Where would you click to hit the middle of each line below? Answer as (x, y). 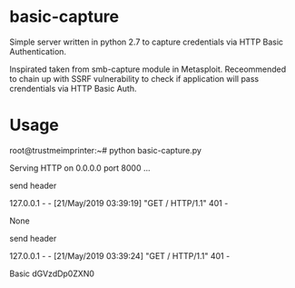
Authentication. (38, 51)
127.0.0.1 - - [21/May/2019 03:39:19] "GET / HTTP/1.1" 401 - (119, 203)
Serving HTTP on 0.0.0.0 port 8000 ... (80, 168)
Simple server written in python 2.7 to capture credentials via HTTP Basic (147, 42)
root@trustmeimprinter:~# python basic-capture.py (106, 150)
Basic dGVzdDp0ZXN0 (52, 273)
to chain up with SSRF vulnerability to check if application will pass (134, 78)
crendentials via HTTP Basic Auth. (74, 88)
